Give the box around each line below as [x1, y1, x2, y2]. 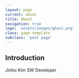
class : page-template [5, 30, 50, 35]
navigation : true [5, 21, 41, 26]
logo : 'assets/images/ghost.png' [5, 26, 75, 31]
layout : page [5, 7, 32, 12]
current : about [5, 12, 37, 17]
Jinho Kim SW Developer [5, 67, 56, 73]
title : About [5, 16, 32, 21]
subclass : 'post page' [5, 35, 52, 40]
